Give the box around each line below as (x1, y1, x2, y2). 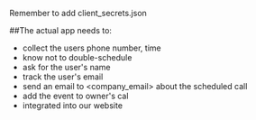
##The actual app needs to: (9, 25, 113, 35)
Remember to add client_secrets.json (9, 8, 147, 18)
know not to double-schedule (22, 52, 133, 62)
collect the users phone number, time (22, 42, 161, 53)
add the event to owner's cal (22, 90, 129, 101)
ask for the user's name (22, 62, 111, 72)
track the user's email (22, 71, 104, 82)
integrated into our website (22, 100, 123, 111)
